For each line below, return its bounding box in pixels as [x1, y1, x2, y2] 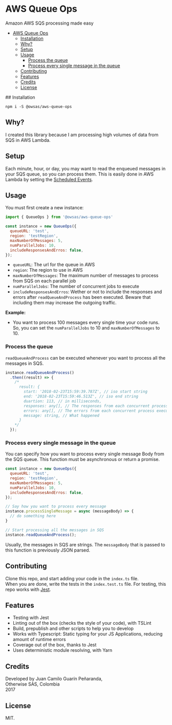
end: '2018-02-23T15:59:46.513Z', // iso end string [24, 394, 139, 399]
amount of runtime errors [12, 636, 66, 643]
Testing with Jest [12, 614, 49, 621]
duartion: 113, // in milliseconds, [24, 399, 102, 404]
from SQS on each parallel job [12, 278, 76, 284]
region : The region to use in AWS [12, 267, 83, 273]
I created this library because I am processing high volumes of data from [5, 131, 159, 138]
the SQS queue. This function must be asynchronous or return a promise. [5, 456, 160, 463]
